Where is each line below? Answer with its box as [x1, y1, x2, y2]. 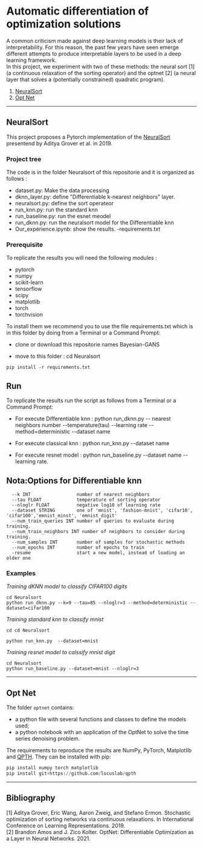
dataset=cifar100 [6, 605, 50, 611]
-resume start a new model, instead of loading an [11, 549, 185, 555]
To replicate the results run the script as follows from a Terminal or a [6, 397, 176, 404]
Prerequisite [6, 240, 43, 249]
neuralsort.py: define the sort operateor [14, 200, 114, 207]
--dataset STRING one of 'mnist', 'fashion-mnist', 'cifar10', [11, 507, 193, 513]
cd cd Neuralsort [6, 628, 50, 634]
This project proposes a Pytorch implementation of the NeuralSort [6, 133, 170, 141]
